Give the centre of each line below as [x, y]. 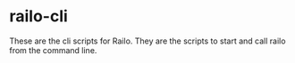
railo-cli [39, 16]
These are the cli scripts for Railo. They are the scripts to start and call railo [147, 41]
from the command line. [53, 50]
